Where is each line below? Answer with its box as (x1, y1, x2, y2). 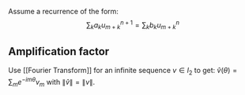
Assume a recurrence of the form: (8, 7, 119, 16)
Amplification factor (8, 45, 110, 58)
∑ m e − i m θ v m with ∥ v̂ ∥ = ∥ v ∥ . (8, 76, 96, 89)
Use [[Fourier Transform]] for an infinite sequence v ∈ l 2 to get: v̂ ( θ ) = (8, 66, 238, 77)
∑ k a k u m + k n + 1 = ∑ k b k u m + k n (85, 19, 180, 31)
